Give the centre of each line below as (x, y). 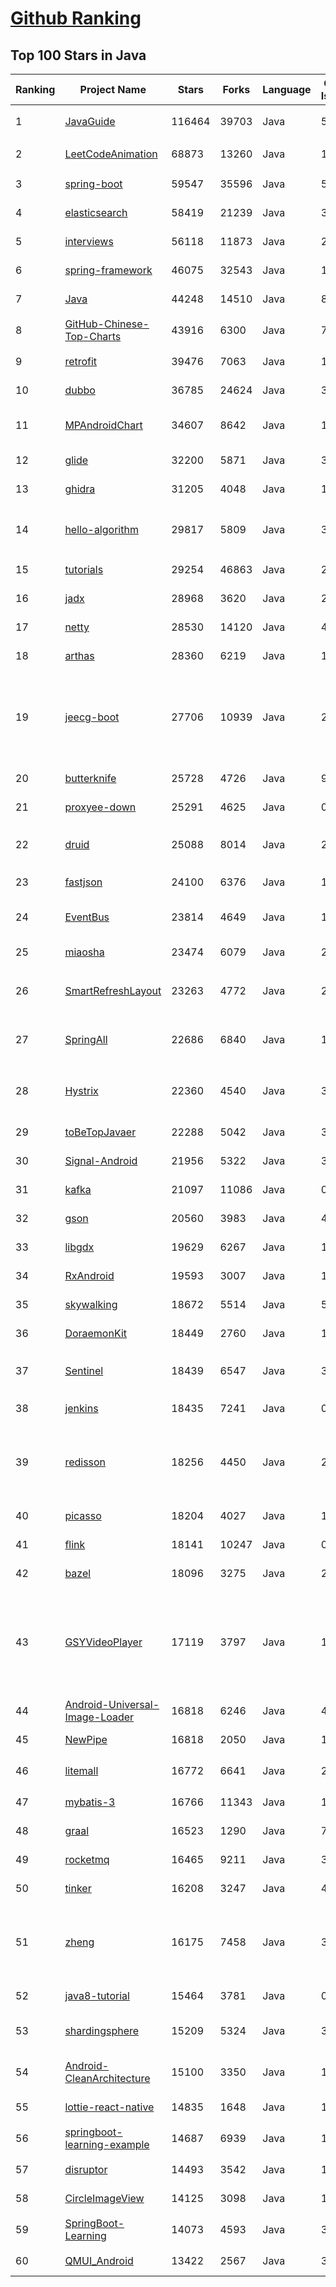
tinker (78, 1888)
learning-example (107, 2144)
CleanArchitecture (107, 2078)
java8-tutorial (97, 1995)
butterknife (90, 778)
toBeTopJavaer (100, 1132)
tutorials (84, 569)
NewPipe (86, 1739)
